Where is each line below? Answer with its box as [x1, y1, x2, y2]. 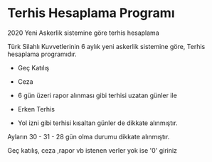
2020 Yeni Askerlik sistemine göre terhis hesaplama [7, 28, 159, 37]
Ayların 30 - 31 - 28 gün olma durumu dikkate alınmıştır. [7, 132, 170, 141]
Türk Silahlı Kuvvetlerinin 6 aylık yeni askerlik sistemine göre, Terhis [7, 42, 206, 50]
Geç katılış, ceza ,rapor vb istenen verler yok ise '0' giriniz [7, 146, 178, 154]
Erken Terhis [17, 104, 55, 113]
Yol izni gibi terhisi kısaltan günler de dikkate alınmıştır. [17, 119, 178, 127]
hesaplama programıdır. [7, 50, 77, 58]
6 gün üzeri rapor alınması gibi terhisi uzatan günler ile [17, 91, 178, 99]
